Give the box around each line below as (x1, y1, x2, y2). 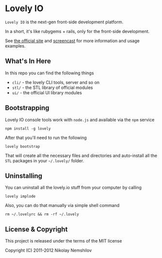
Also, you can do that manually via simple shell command (5, 203, 120, 208)
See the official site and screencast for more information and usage (5, 37, 140, 44)
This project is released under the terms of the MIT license (5, 238, 122, 244)
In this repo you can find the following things (5, 70, 94, 76)
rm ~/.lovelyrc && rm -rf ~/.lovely (5, 212, 79, 217)
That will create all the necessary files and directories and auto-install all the (5, 153, 158, 158)
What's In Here (5, 57, 51, 66)
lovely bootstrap (5, 144, 40, 149)
